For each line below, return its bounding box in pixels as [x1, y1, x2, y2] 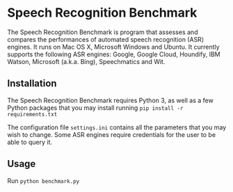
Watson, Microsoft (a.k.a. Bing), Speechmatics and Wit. [7, 57, 166, 65]
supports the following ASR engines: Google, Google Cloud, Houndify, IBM [7, 50, 220, 58]
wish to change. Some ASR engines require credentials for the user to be [7, 130, 216, 138]
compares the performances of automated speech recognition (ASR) [7, 35, 204, 43]
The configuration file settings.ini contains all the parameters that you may [7, 123, 227, 131]
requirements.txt [7, 111, 58, 118]
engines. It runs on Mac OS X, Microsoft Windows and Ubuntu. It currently [7, 42, 220, 51]
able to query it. [7, 138, 53, 146]
